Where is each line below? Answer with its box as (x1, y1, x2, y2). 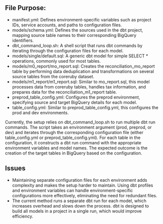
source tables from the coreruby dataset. (12, 73, 95, 79)
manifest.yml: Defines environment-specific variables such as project (12, 17, 152, 22)
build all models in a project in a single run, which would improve (12, 208, 142, 214)
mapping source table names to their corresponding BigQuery (12, 32, 137, 38)
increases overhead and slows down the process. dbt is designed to (12, 203, 149, 208)
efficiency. (12, 213, 33, 219)
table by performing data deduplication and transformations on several (12, 68, 154, 74)
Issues (5, 164, 26, 172)
